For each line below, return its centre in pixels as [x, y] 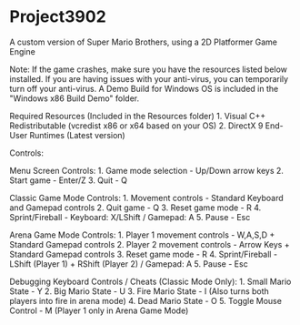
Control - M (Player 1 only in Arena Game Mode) [99, 310]
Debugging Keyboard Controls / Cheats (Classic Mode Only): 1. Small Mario [150, 281]
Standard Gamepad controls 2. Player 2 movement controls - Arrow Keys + [150, 244]
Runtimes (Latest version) [77, 135]
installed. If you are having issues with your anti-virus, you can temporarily [149, 78]
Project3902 [58, 17]
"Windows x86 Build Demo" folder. [75, 98]
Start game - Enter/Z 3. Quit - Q [68, 180]
